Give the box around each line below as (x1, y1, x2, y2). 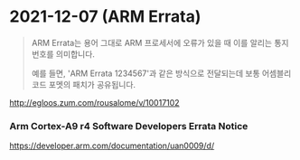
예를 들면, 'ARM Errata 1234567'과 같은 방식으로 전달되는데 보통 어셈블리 (31, 68, 292, 79)
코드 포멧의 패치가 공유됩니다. (31, 79, 136, 89)
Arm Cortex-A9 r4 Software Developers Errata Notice (9, 119, 248, 132)
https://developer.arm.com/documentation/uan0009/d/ (9, 140, 215, 151)
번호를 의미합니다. (31, 48, 95, 60)
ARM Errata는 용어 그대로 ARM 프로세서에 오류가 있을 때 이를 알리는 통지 (31, 37, 289, 48)
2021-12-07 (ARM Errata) (9, 6, 202, 27)
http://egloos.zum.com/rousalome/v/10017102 (9, 97, 180, 108)
